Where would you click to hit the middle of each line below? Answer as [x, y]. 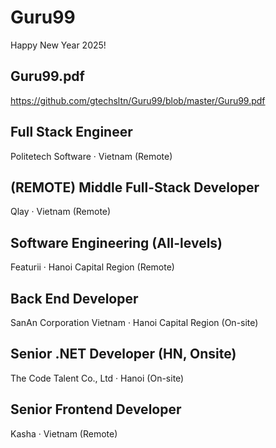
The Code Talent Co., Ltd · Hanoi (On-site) [97, 378]
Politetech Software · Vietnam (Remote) [91, 156]
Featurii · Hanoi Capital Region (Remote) [92, 267]
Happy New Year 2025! [58, 45]
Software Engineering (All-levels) [116, 242]
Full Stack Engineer [71, 132]
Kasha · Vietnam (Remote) [64, 433]
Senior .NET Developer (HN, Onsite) [123, 354]
